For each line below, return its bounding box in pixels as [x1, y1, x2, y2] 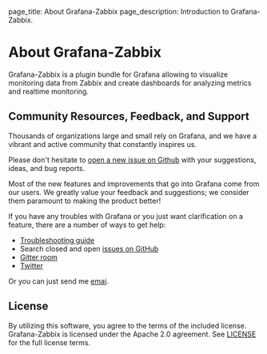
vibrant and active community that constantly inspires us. [8, 139, 197, 149]
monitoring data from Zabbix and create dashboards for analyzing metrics [8, 78, 252, 87]
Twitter [19, 261, 44, 270]
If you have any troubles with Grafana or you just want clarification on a [8, 211, 244, 221]
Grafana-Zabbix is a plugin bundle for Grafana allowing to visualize [8, 70, 229, 79]
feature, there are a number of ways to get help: [8, 220, 166, 229]
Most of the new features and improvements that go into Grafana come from [8, 179, 260, 189]
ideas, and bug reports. [8, 163, 86, 173]
